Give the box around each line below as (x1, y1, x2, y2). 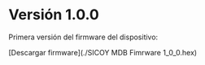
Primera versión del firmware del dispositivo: (8, 32, 159, 42)
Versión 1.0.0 (8, 6, 99, 24)
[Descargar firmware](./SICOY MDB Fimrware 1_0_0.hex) (8, 47, 198, 57)
